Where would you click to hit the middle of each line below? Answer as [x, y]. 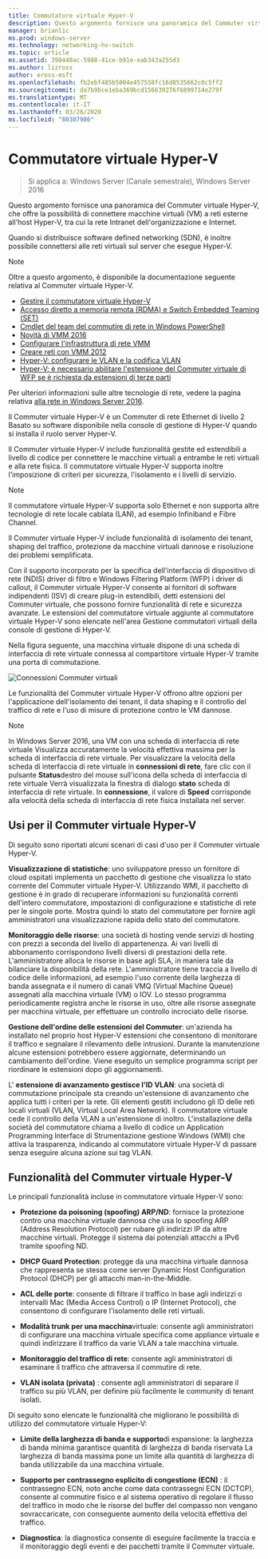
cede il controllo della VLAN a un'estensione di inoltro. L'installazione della [130, 1118]
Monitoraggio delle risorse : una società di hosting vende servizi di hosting [131, 935]
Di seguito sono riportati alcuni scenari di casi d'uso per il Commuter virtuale [134, 845]
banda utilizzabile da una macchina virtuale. [92, 1465]
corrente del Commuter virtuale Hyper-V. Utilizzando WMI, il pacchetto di [128, 885]
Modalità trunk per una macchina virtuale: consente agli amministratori [136, 1327]
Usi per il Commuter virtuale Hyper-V [102, 826]
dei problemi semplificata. [51, 555]
